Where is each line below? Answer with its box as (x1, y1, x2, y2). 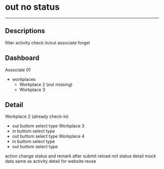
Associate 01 (5, 67, 31, 73)
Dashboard (5, 54, 40, 62)
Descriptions (5, 27, 45, 35)
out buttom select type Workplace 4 (12, 133, 85, 139)
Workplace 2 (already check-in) (5, 113, 69, 119)
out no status (5, 1, 60, 13)
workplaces (12, 76, 36, 82)
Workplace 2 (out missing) (19, 81, 73, 87)
